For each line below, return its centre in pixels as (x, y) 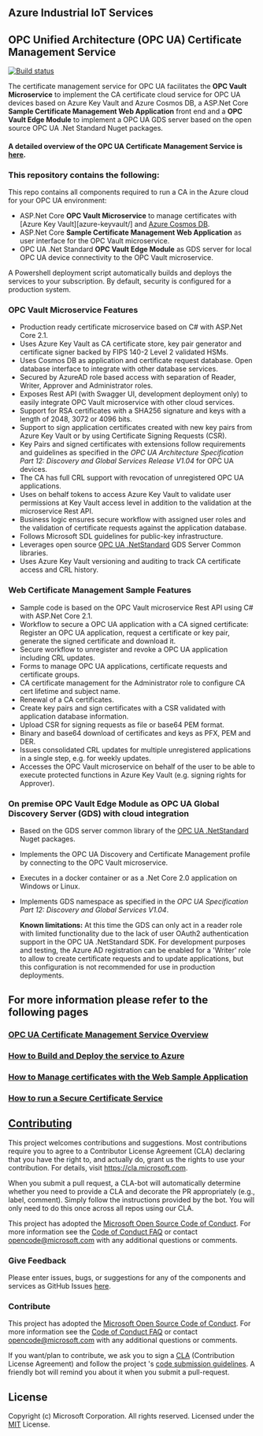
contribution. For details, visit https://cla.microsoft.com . (98, 1167)
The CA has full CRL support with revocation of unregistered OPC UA (131, 478)
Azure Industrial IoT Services (81, 13)
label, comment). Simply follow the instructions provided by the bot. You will (131, 1200)
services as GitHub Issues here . (60, 1286)
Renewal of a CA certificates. (67, 699)
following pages (48, 1013)
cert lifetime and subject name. (70, 691)
